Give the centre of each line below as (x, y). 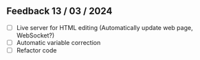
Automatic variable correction (58, 42)
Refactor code (36, 50)
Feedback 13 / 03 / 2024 (59, 11)
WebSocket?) (35, 35)
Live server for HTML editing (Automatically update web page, (104, 27)
